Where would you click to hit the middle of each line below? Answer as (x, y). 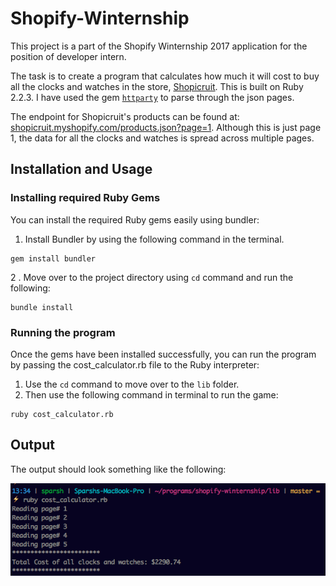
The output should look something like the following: (118, 469)
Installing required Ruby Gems (85, 198)
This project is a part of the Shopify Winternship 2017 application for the (159, 46)
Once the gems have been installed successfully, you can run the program (163, 354)
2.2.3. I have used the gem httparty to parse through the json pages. (152, 97)
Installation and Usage (81, 169)
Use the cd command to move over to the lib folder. (132, 384)
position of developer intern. (68, 56)
